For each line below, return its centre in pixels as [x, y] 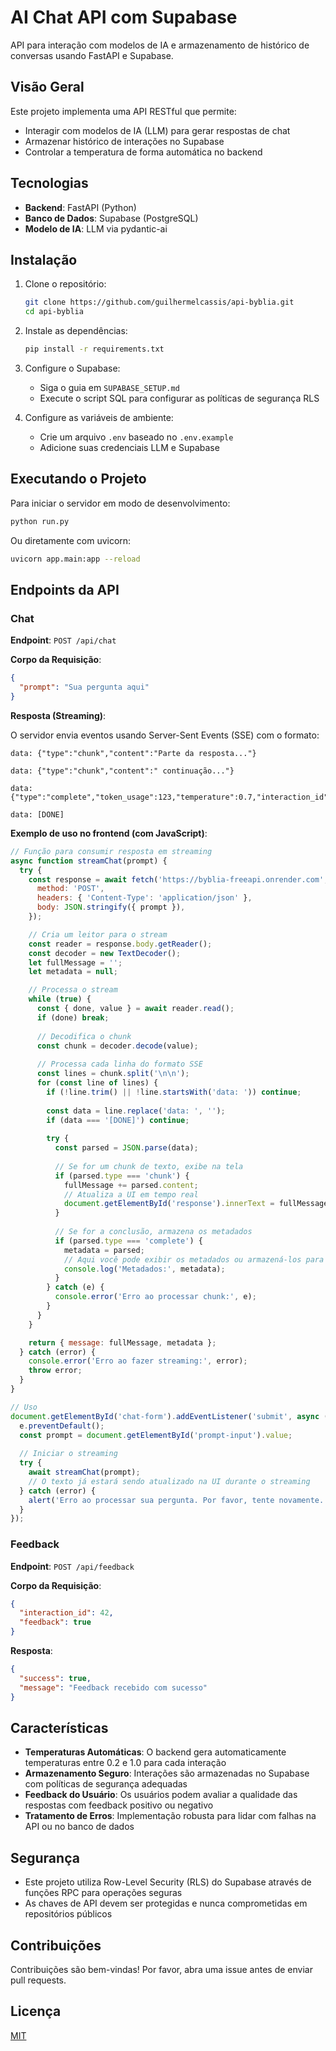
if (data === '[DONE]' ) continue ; [118, 1120]
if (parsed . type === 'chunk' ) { [122, 1176]
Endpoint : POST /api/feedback [72, 1566]
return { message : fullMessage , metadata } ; [122, 1342]
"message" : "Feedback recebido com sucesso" [113, 1687]
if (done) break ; [73, 1017]
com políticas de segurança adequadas [106, 1784]
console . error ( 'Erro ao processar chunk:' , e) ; [155, 1297]
